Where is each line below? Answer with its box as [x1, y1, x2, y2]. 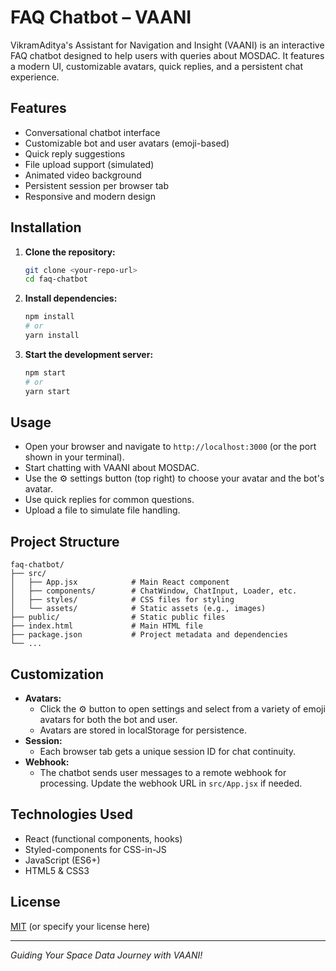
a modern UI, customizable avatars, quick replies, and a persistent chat [10, 60, 303, 72]
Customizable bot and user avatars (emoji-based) [24, 137, 230, 149]
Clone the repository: [24, 246, 116, 258]
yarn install [24, 331, 80, 341]
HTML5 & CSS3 [24, 864, 90, 876]
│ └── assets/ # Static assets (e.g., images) [10, 604, 267, 614]
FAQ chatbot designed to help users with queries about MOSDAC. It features [10, 49, 325, 61]
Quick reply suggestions [24, 147, 126, 160]
